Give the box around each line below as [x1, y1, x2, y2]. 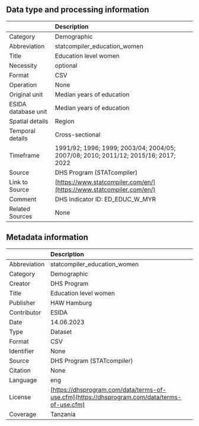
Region [54, 117, 75, 125]
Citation [9, 366, 31, 374]
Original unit [9, 90, 43, 99]
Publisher [9, 298, 36, 307]
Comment [9, 195, 37, 203]
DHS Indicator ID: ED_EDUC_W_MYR [54, 195, 156, 203]
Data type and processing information [6, 5, 149, 15]
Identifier [9, 347, 34, 355]
